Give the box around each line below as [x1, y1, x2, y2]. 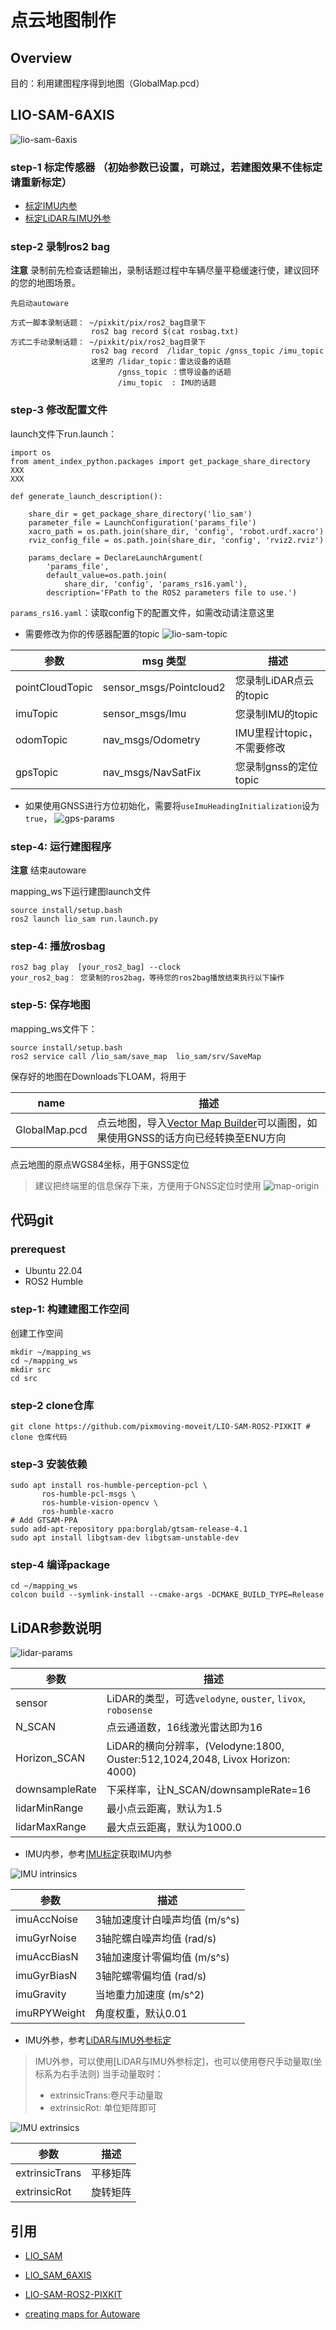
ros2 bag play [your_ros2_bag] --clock [10, 962, 182, 973]
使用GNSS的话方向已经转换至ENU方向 [106, 1131, 287, 1145]
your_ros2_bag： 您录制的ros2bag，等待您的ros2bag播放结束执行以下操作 [10, 973, 285, 983]
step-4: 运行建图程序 [10, 839, 112, 853]
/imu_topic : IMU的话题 [117, 378, 217, 388]
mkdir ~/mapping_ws [10, 1347, 92, 1357]
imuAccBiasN [15, 1950, 79, 1964]
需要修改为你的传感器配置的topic [24, 627, 160, 640]
